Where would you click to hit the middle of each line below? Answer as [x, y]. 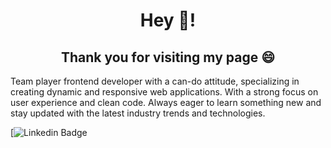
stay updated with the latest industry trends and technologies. [138, 113]
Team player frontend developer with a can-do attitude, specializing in [155, 81]
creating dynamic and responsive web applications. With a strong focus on [164, 92]
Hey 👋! [168, 20]
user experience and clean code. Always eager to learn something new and [166, 102]
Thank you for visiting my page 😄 [168, 57]
